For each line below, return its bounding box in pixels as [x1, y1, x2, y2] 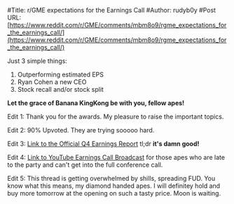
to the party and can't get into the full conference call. [7, 161, 163, 169]
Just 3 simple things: [7, 57, 68, 65]
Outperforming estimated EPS [17, 70, 104, 79]
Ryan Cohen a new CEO [17, 78, 87, 86]
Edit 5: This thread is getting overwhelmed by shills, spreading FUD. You [7, 175, 216, 182]
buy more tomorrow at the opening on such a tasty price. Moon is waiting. [7, 189, 221, 197]
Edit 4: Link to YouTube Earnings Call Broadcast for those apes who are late [7, 154, 226, 161]
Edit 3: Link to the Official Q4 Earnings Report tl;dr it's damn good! [7, 140, 200, 148]
